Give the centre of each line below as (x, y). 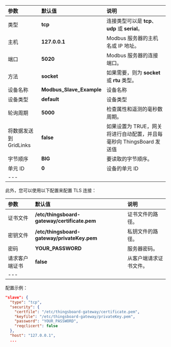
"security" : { (25, 307)
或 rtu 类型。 (122, 80)
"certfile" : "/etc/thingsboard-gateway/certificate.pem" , (77, 312)
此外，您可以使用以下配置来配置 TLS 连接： (51, 190)
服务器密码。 (142, 249)
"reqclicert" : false (36, 326)
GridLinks (19, 145)
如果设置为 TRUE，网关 (134, 126)
